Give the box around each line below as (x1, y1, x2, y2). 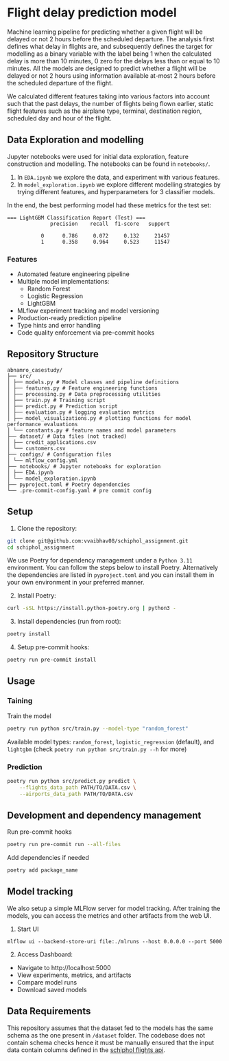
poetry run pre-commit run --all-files (7, 841, 121, 848)
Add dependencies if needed (7, 854, 89, 862)
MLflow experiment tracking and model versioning (16, 306, 160, 315)
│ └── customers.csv (7, 445, 67, 452)
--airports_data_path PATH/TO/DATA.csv (19, 790, 134, 797)
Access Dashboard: (16, 950, 73, 958)
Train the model (7, 711, 51, 720)
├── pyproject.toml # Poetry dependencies (7, 481, 130, 488)
